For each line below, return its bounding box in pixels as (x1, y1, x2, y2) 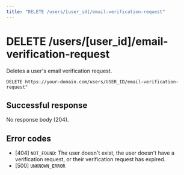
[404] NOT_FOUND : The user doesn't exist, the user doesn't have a (14, 149, 175, 156)
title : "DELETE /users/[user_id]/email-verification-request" (6, 8, 165, 15)
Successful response (6, 100, 88, 110)
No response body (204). (6, 116, 69, 123)
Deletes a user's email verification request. (6, 67, 112, 74)
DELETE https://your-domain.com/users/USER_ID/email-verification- (6, 79, 179, 85)
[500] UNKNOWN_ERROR (14, 162, 66, 170)
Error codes (6, 133, 51, 144)
